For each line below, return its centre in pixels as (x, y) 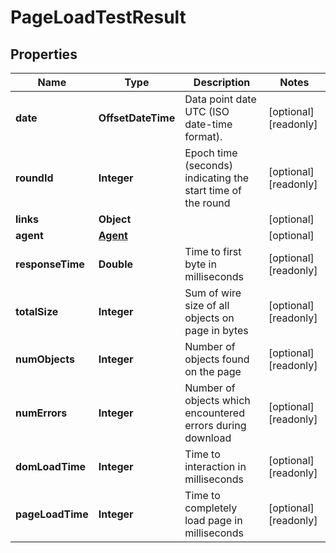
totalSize (37, 311)
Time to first (213, 251)
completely (211, 508)
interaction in (215, 466)
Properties (44, 54)
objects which (217, 400)
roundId (34, 178)
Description (222, 82)
